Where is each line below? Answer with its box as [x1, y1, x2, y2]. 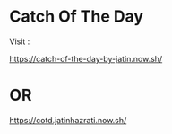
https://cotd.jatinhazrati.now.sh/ [9, 114, 127, 125]
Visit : [9, 36, 30, 47]
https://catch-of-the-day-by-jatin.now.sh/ [9, 53, 163, 64]
